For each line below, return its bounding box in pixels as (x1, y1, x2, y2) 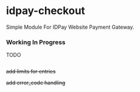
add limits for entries (6, 68, 56, 75)
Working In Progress (6, 38, 66, 46)
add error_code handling (6, 79, 66, 86)
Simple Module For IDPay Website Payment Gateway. (6, 23, 135, 30)
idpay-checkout (6, 4, 86, 18)
